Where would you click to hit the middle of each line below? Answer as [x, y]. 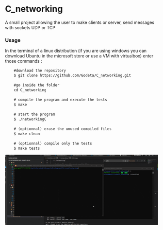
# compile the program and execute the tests [61, 100]
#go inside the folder [37, 85]
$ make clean [27, 134]
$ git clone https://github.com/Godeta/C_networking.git [73, 76]
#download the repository [40, 71]
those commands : [24, 61]
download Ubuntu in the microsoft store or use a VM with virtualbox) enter [79, 56]
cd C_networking [30, 90]
